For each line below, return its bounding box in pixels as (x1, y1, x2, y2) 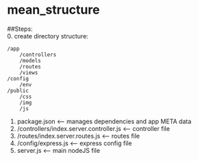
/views (19, 69, 38, 76)
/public (7, 87, 29, 94)
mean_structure (7, 2, 100, 18)
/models (19, 57, 41, 64)
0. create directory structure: (7, 32, 89, 40)
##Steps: (7, 25, 33, 33)
